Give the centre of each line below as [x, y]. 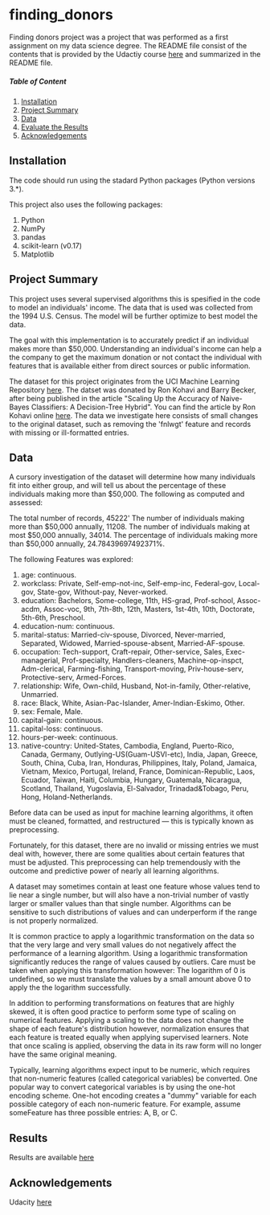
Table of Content [38, 81]
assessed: [26, 503]
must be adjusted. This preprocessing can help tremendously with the [125, 863]
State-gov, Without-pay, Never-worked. [102, 592]
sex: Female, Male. [52, 712]
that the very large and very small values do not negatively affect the [123, 945]
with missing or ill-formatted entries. [69, 433]
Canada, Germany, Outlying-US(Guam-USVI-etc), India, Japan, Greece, [139, 754]
